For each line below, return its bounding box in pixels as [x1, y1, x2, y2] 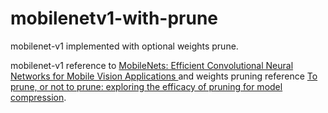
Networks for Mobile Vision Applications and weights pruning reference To [10, 70, 318, 82]
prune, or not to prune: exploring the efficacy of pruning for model [10, 80, 283, 92]
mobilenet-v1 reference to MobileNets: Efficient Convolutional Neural [10, 59, 294, 71]
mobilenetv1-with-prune [10, 7, 219, 30]
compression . [10, 91, 67, 103]
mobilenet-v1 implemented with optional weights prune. [10, 40, 239, 52]
